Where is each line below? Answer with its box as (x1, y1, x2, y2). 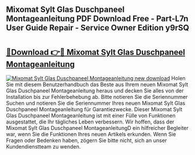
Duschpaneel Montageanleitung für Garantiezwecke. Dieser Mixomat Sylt (6, 106, 183, 113)
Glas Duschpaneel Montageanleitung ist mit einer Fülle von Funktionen (6, 112, 176, 119)
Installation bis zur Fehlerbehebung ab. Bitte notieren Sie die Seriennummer (6, 94, 188, 100)
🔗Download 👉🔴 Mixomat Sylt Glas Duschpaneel (6, 47, 186, 57)
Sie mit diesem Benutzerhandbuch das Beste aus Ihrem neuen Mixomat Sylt (6, 81, 189, 88)
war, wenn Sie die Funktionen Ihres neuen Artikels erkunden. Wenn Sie (6, 131, 176, 137)
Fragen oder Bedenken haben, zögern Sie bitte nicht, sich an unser (6, 137, 168, 144)
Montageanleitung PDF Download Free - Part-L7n (6, 14, 189, 24)
